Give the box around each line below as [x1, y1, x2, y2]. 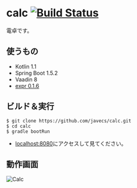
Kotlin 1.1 [15, 62, 36, 70]
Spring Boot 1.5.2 [15, 69, 58, 76]
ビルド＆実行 [6, 101, 55, 112]
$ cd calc [6, 123, 32, 129]
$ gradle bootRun [6, 128, 50, 135]
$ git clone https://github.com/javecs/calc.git [6, 118, 132, 124]
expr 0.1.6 [15, 82, 39, 89]
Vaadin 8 [15, 76, 38, 83]
